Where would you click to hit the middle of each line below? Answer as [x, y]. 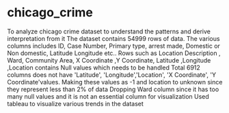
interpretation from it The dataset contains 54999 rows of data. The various [113, 38]
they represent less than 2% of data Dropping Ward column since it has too [113, 89]
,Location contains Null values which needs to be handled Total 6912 [104, 67]
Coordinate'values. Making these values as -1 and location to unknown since [115, 82]
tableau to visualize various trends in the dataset [75, 103]
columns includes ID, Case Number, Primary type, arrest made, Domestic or [114, 46]
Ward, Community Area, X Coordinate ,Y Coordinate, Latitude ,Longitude [109, 60]
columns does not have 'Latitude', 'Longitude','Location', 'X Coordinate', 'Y [112, 75]
